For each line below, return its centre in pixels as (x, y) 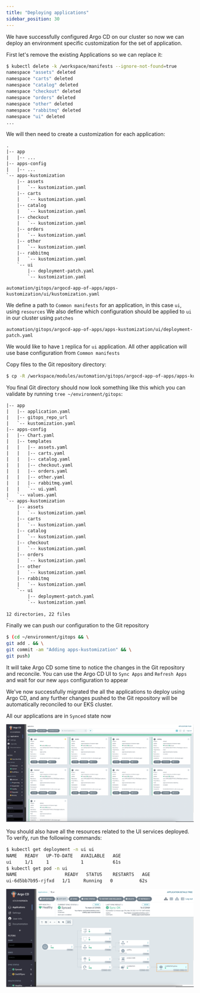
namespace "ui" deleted (36, 116)
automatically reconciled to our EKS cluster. (60, 704)
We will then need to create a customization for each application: (86, 134)
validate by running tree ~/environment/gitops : (65, 394)
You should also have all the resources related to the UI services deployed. (98, 831)
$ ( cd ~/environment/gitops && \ (48, 637)
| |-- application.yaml (38, 412)
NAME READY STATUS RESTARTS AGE (78, 875)
